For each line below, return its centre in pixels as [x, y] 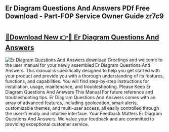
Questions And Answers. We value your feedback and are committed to [80, 119]
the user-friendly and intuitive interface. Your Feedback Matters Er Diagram [84, 114]
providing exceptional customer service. [47, 124]
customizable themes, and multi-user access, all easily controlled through [82, 108]
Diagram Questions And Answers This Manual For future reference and [79, 92]
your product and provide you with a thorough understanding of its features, [85, 76]
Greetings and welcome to [135, 60]
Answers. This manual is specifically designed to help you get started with [83, 71]
